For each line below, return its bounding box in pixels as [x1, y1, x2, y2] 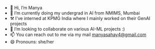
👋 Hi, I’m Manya [9, 5, 42, 10]
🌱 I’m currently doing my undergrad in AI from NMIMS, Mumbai [9, 10, 140, 16]
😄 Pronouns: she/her [9, 39, 54, 44]
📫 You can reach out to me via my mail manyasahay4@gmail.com [9, 31, 146, 37]
